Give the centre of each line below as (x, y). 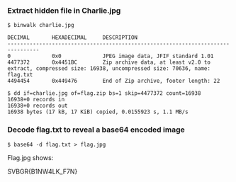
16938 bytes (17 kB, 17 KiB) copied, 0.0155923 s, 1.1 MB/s (98, 112)
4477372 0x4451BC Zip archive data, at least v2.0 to (109, 62)
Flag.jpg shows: (30, 157)
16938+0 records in (36, 100)
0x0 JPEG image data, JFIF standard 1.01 (133, 56)
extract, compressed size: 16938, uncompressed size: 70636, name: (109, 69)
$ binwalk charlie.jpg (41, 25)
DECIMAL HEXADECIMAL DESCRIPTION (73, 38)
